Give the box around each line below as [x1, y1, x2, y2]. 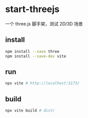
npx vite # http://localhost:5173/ [5, 81, 80, 86]
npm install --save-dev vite [5, 54, 66, 59]
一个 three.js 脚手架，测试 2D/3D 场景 [5, 21, 83, 27]
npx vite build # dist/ [5, 108, 55, 113]
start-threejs [5, 4, 60, 15]
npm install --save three [5, 49, 59, 54]
